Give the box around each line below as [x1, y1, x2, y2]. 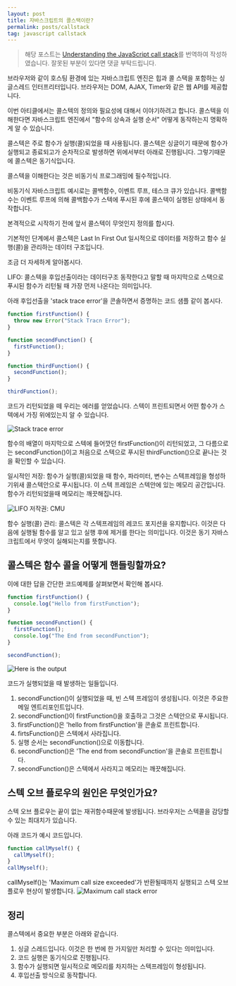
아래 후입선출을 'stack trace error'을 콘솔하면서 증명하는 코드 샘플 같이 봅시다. [7, 297, 223, 305]
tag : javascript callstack [7, 30, 87, 37]
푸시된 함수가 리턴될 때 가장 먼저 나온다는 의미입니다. [7, 282, 152, 290]
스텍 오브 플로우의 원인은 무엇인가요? [7, 787, 158, 799]
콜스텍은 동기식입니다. [14, 156, 75, 166]
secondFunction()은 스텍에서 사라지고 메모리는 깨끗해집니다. [17, 764, 186, 773]
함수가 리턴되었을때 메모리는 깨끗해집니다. [7, 489, 123, 497]
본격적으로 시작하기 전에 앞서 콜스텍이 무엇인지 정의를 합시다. [7, 219, 175, 227]
